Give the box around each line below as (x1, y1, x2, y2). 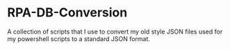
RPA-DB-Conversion (7, 5, 128, 21)
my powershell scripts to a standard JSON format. (7, 34, 151, 42)
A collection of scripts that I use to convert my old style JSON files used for (7, 27, 223, 36)
